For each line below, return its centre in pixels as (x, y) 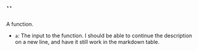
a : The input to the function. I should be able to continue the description (103, 36)
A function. (20, 24)
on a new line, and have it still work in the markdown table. (87, 42)
